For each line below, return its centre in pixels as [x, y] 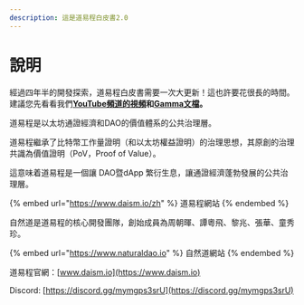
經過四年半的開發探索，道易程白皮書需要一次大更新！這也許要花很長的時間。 [152, 92]
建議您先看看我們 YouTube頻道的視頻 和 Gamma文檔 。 [109, 103]
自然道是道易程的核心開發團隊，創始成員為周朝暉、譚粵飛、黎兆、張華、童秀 [152, 222]
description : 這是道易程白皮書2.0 [69, 18]
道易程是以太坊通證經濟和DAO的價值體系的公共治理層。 [113, 122]
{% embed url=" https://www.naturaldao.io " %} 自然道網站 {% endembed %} [152, 253]
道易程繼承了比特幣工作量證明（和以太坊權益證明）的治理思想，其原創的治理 [152, 142]
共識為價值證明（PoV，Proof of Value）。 [85, 153]
